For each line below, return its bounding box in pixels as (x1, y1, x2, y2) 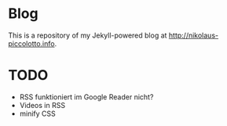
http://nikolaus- (168, 31, 218, 40)
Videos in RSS (19, 100, 65, 110)
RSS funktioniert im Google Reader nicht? (19, 92, 154, 102)
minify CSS (19, 109, 57, 118)
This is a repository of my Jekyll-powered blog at (8, 31, 167, 40)
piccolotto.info (8, 38, 55, 48)
